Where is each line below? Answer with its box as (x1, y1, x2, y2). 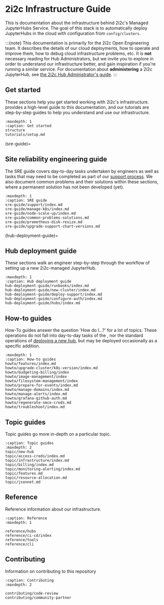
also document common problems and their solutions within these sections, (5, 179, 159, 185)
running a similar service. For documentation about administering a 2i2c (5, 66, 153, 72)
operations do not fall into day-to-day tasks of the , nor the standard (5, 332, 143, 338)
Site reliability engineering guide (5, 155, 107, 164)
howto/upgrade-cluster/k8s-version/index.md (5, 366, 98, 371)
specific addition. (5, 343, 40, 349)
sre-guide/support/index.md (5, 202, 63, 207)
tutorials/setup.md (5, 132, 45, 137)
